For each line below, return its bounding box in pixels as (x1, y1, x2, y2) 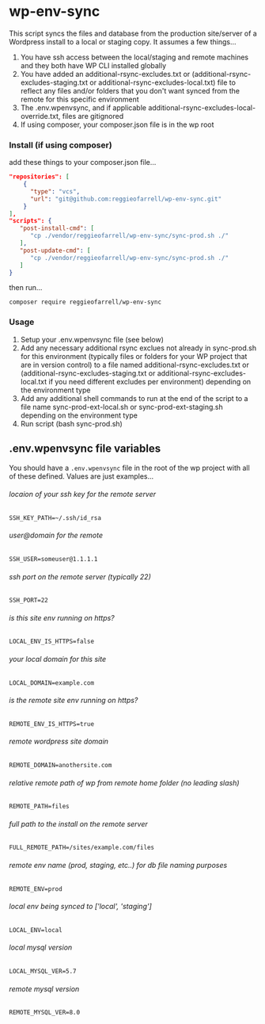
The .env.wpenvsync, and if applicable (20, 102, 147, 113)
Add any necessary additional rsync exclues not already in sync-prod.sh (20, 343, 257, 353)
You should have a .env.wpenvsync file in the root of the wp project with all (9, 463, 250, 472)
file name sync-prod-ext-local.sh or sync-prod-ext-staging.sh (20, 402, 224, 411)
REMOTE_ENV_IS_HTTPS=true (9, 720, 94, 728)
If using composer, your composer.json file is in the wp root (20, 120, 214, 129)
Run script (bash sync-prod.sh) (20, 418, 123, 428)
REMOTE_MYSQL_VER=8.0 (9, 1009, 81, 1017)
